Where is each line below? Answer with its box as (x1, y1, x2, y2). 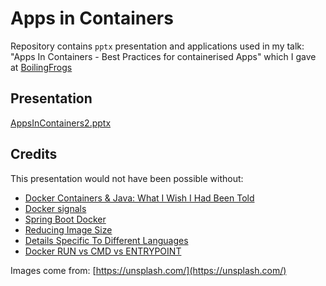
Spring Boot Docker (24, 213, 107, 225)
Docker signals (24, 202, 87, 214)
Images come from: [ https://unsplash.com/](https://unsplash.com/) (10, 264, 287, 276)
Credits (10, 146, 58, 163)
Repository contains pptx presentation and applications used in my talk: (10, 40, 305, 52)
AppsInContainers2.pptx (10, 117, 112, 129)
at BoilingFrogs (10, 61, 73, 73)
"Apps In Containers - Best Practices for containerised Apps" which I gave (10, 50, 317, 62)
